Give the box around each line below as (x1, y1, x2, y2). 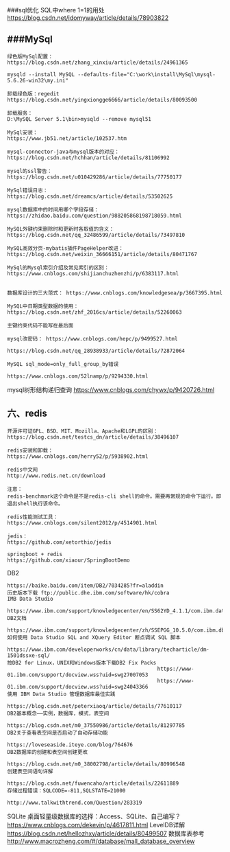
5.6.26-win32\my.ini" (7, 77, 69, 84)
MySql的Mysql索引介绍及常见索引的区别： (7, 264, 110, 271)
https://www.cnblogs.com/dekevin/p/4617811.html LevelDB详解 (7, 820, 186, 829)
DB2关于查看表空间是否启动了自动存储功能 (7, 729, 108, 736)
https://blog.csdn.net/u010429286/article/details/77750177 (7, 174, 183, 181)
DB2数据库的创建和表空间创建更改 (7, 748, 88, 755)
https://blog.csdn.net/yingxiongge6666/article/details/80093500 (7, 96, 197, 103)
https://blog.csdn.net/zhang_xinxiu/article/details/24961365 (7, 59, 188, 66)
